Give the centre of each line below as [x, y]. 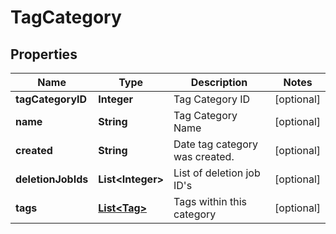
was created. [204, 156]
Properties [44, 54]
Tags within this [210, 201]
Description [219, 82]
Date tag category [215, 144]
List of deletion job [217, 173]
